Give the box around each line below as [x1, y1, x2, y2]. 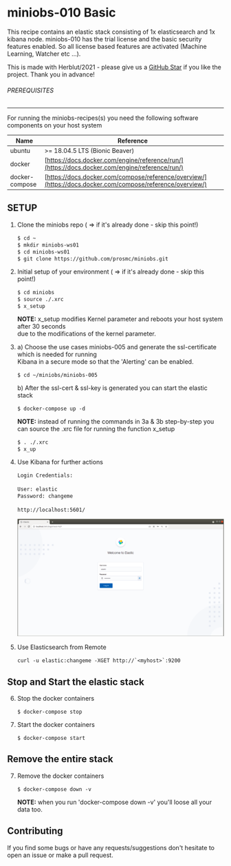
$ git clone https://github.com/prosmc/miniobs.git [16, 255, 168, 262]
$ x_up [16, 446, 36, 453]
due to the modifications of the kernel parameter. [16, 329, 157, 338]
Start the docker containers [16, 720, 95, 728]
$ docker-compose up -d [16, 405, 86, 412]
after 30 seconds [16, 322, 66, 330]
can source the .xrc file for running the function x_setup [16, 424, 175, 433]
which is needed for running [16, 350, 98, 358]
